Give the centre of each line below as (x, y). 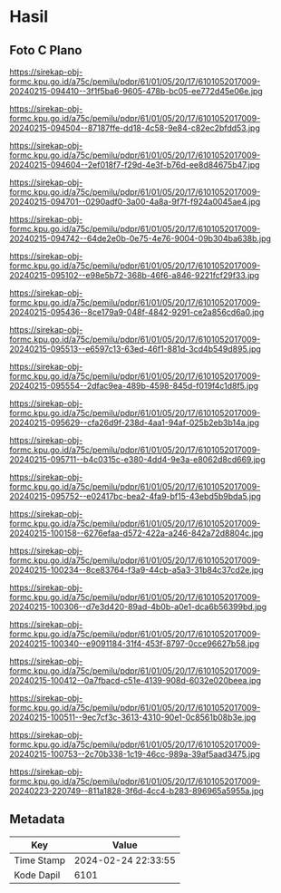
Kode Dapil (37, 875)
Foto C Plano (46, 50)
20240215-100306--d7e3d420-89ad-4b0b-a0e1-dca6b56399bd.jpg (138, 607)
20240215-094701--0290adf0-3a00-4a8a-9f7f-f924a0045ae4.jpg (135, 202)
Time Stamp (40, 860)
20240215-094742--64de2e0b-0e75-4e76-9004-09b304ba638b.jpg (140, 238)
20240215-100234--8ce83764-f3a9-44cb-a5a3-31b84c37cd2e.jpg (137, 570)
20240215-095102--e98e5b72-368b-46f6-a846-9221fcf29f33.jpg (135, 275)
